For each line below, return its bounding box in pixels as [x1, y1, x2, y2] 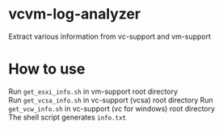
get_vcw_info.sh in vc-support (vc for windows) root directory [8, 103, 216, 113]
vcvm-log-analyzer [8, 5, 141, 23]
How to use [8, 60, 86, 78]
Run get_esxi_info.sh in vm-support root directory [8, 86, 179, 96]
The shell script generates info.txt [8, 112, 127, 122]
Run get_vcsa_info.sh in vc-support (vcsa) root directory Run [8, 94, 214, 105]
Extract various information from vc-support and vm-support [8, 31, 212, 41]
